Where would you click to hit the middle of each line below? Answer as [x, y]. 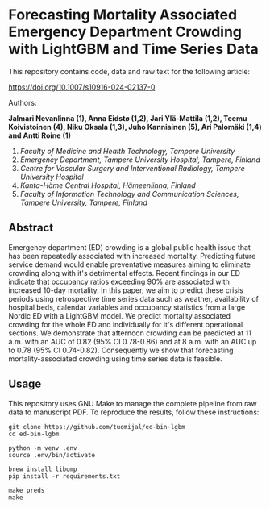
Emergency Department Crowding [125, 32]
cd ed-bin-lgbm [34, 434]
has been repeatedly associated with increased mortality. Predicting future [132, 256]
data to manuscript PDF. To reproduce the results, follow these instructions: [134, 412]
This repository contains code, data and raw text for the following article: [129, 71]
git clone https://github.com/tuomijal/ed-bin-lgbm [97, 427]
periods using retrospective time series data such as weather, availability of [134, 298]
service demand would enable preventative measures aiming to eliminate [130, 264]
